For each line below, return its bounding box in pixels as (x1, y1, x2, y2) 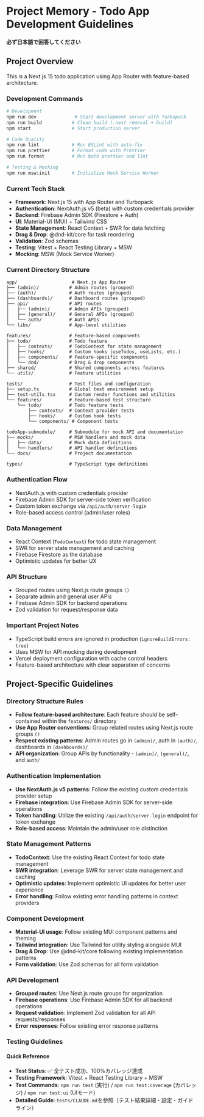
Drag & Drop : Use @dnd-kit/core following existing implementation (15, 948, 183, 955)
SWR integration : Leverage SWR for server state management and (15, 866, 183, 874)
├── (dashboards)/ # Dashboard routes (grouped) (6, 295, 146, 302)
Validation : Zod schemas (15, 237, 79, 245)
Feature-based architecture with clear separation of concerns (15, 661, 171, 668)
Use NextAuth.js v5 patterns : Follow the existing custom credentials (15, 785, 188, 793)
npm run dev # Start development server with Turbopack (6, 114, 187, 120)
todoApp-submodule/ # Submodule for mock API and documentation (6, 429, 184, 435)
